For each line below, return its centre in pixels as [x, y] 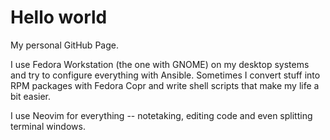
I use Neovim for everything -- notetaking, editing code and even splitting [161, 115]
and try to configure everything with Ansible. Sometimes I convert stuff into [165, 75]
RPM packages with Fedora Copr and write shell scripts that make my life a [165, 85]
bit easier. [31, 96]
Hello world [59, 17]
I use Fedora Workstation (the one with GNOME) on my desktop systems [160, 64]
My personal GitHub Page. [64, 45]
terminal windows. [48, 126]
